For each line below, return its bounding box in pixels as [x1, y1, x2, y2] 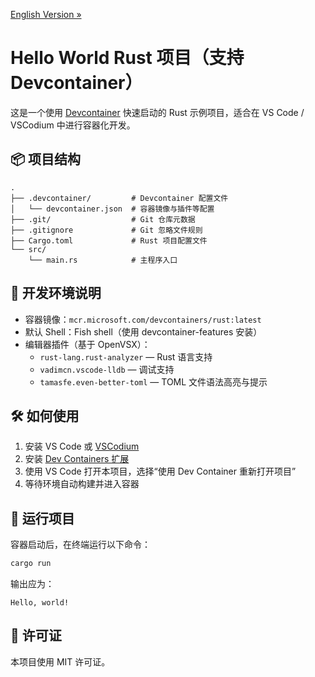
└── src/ [10, 244, 47, 254]
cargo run [10, 559, 52, 569]
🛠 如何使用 [10, 407, 80, 424]
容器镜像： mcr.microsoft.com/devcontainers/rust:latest [24, 313, 262, 325]
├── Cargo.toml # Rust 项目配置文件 [10, 235, 208, 246]
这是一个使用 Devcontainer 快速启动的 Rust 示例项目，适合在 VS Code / [10, 106, 305, 118]
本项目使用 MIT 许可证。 [10, 655, 111, 668]
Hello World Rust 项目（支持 [10, 47, 245, 69]
